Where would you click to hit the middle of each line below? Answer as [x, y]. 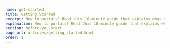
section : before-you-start [34, 28]
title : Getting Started [30, 14]
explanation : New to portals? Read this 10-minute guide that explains [82, 24]
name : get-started [25, 10]
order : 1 [14, 38]
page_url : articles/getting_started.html [50, 33]
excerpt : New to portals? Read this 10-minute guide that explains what [83, 19]
